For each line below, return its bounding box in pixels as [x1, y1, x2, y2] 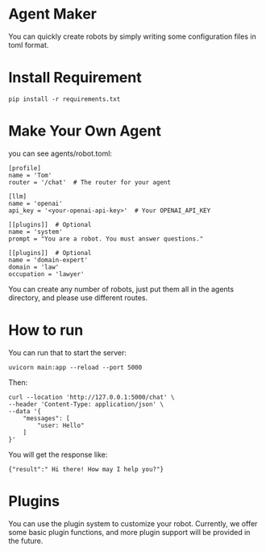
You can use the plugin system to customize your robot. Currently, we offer [8, 518, 258, 529]
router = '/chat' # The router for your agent [8, 178, 172, 186]
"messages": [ [23, 414, 70, 422]
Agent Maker [8, 5, 97, 23]
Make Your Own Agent [8, 122, 162, 140]
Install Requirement [8, 69, 143, 87]
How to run [8, 321, 84, 339]
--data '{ [8, 407, 42, 416]
